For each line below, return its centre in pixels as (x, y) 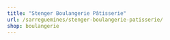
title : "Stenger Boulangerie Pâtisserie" (67, 13)
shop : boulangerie (33, 26)
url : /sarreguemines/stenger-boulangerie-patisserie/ (85, 20)
